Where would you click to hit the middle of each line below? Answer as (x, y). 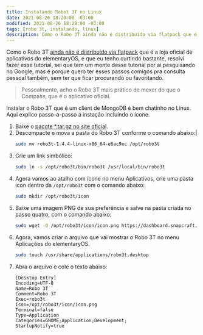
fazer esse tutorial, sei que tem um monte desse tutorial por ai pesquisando (101, 65)
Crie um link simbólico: (44, 156)
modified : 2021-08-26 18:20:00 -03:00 (55, 23)
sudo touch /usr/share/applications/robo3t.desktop (82, 255)
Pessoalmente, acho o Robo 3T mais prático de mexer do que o (101, 90)
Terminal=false (34, 310)
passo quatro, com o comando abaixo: (63, 214)
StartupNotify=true (40, 326)
